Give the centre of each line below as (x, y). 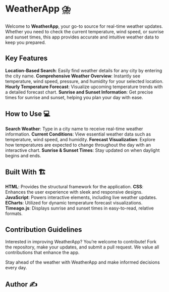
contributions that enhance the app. (42, 253)
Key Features (26, 58)
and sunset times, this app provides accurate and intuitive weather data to (82, 37)
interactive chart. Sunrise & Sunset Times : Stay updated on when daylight (82, 150)
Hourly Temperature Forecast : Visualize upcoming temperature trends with (84, 87)
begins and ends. (23, 155)
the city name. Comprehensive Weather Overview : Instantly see (73, 76)
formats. (14, 214)
